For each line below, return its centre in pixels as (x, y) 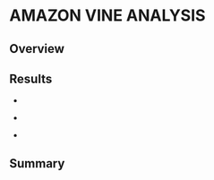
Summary (37, 163)
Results (31, 78)
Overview (37, 49)
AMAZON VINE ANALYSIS (107, 16)
